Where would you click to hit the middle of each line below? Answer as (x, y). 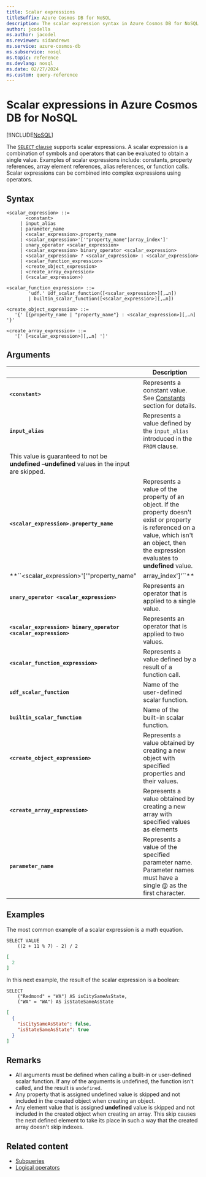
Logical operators (37, 1168)
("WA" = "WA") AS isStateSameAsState (66, 1002)
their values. (161, 781)
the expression (164, 550)
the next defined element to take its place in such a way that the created (106, 1121)
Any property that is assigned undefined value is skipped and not (97, 1094)
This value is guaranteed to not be (59, 456)
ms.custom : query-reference (42, 75)
